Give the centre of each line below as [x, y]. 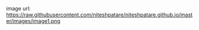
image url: [18, 9]
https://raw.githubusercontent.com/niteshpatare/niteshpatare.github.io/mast [99, 15]
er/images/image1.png [33, 21]
